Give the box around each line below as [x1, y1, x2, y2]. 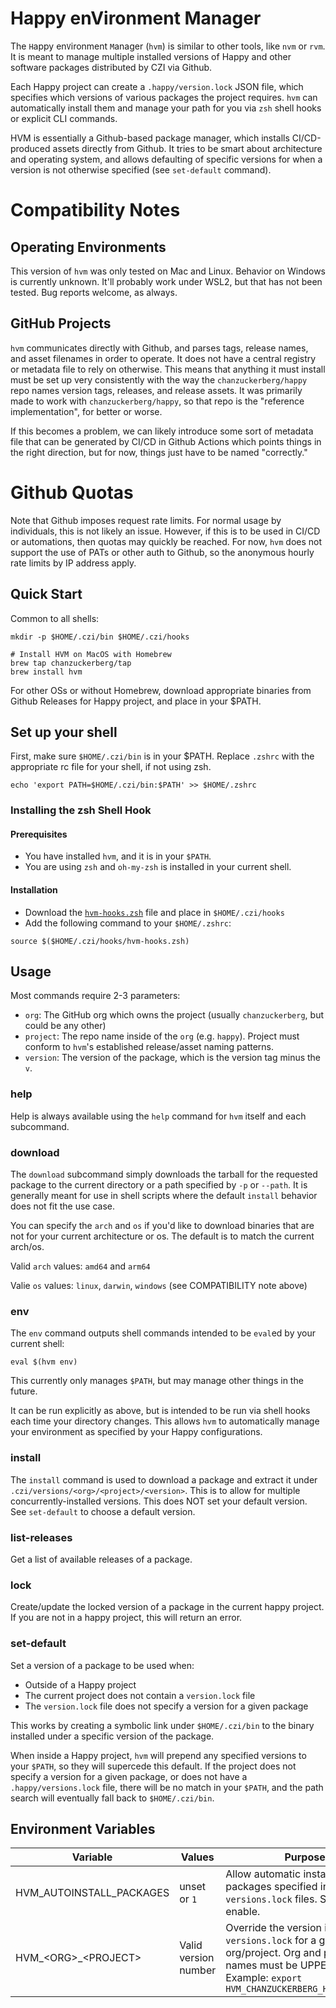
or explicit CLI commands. [10, 112, 118, 124]
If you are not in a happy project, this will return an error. [10, 1612, 243, 1624]
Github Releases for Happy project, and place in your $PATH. [10, 695, 262, 707]
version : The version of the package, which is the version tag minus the [24, 1052, 322, 1064]
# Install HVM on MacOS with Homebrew [10, 649, 172, 659]
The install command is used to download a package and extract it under [10, 1473, 318, 1486]
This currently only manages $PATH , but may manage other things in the [10, 1375, 304, 1387]
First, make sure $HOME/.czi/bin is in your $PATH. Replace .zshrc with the [10, 750, 315, 762]
